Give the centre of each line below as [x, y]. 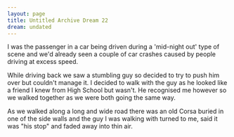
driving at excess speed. [43, 62]
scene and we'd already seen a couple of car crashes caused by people [112, 54]
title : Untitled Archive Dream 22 [58, 20]
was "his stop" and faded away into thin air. [70, 126]
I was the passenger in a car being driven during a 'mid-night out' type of [113, 47]
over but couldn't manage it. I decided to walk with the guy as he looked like [117, 83]
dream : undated [30, 27]
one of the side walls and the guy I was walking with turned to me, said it [112, 119]
